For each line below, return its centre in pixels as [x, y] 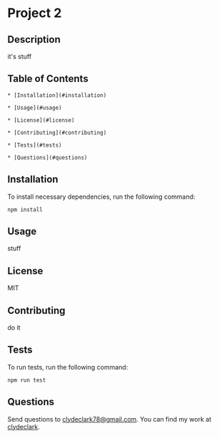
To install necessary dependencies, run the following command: [101, 197]
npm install [25, 209]
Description [34, 40]
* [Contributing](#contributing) [57, 132]
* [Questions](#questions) [47, 157]
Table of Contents [48, 79]
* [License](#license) [41, 120]
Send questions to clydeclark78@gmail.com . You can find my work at [109, 419]
